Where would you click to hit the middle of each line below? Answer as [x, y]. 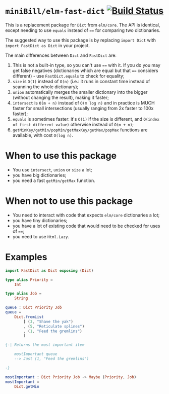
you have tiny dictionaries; [40, 220]
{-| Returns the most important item [45, 345]
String [21, 298]
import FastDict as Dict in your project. [47, 45]
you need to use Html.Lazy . [41, 236]
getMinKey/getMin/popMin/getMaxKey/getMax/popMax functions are [80, 130]
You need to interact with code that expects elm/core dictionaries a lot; [86, 215]
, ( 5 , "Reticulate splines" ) [54, 326]
